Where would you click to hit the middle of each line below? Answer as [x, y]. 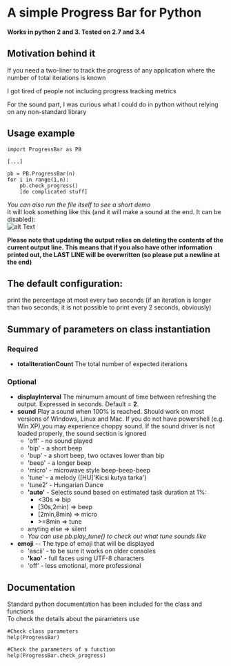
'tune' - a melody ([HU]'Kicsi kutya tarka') [87, 477]
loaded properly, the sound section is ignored [82, 434]
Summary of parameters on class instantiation [109, 329]
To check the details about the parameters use [73, 619]
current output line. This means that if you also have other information [110, 247]
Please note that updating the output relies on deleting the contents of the [115, 240]
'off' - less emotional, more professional [84, 566]
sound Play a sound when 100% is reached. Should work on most [111, 412]
